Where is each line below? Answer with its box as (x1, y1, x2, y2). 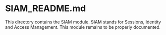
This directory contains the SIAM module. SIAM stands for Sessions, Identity (5, 19, 161, 25)
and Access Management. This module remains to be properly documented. (5, 24, 161, 30)
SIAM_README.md (5, 3, 86, 14)
